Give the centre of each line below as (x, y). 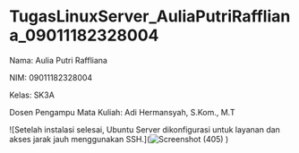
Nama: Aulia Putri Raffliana (58, 60)
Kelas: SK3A (32, 95)
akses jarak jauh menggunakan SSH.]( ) (119, 139)
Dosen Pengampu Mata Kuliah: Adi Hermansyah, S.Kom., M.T (122, 112)
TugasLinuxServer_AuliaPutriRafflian (150, 17)
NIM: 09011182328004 (51, 77)
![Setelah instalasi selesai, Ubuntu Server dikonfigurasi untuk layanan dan (145, 129)
